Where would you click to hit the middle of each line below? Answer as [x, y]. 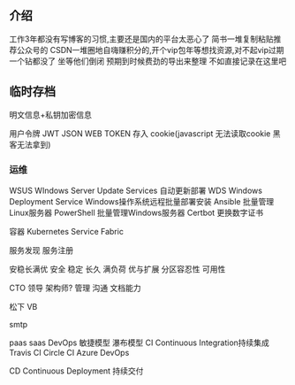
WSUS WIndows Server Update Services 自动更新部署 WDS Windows [136, 190]
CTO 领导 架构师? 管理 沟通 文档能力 [75, 288]
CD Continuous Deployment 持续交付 [76, 371]
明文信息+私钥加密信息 [51, 114]
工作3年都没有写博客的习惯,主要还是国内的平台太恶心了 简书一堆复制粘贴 [141, 39]
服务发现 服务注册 [41, 250]
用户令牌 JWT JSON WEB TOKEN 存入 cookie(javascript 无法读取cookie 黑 [145, 133]
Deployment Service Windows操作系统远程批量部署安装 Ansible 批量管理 [142, 201]
